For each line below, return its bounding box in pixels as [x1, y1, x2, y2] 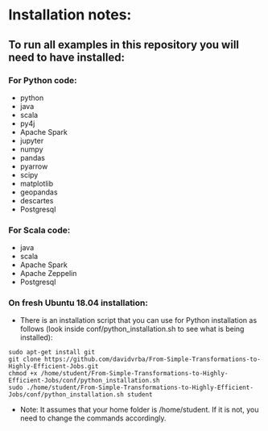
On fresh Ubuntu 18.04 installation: [8, 297, 149, 308]
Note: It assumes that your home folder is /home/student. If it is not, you [19, 405, 259, 415]
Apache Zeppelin [19, 269, 77, 278]
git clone [8, 355, 42, 364]
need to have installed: [8, 50, 125, 64]
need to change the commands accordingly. [19, 413, 167, 423]
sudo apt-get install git [8, 349, 95, 357]
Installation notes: [8, 6, 132, 24]
